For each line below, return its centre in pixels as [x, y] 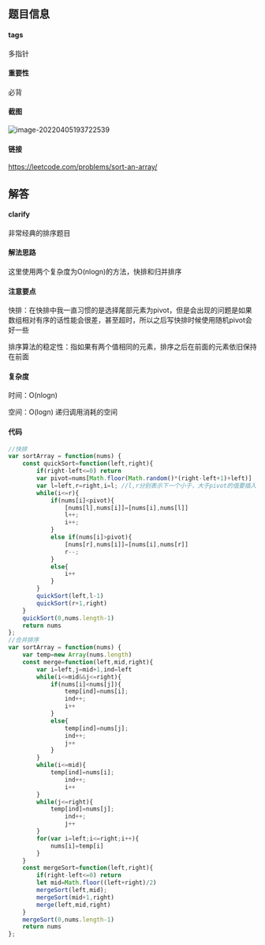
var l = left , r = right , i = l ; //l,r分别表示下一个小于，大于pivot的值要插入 [146, 486]
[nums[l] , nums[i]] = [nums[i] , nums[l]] [127, 508]
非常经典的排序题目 [39, 232]
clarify [19, 214]
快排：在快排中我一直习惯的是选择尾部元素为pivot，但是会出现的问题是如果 [130, 310]
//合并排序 [24, 640]
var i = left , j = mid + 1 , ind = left [84, 669]
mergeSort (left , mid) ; [72, 890]
